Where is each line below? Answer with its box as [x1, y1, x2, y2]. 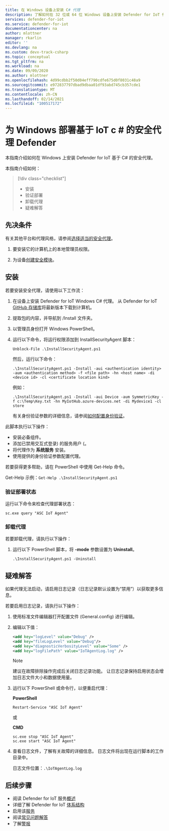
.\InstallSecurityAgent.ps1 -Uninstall [12, 557, 97, 562]
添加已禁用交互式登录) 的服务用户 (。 [12, 440, 89, 446]
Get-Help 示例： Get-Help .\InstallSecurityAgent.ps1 [5, 474, 118, 481]
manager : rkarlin [5, 36, 42, 41]
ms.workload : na [5, 64, 39, 69]
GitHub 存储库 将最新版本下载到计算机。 [12, 304, 95, 310]
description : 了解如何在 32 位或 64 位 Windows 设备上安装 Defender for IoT [5, 12, 160, 17]
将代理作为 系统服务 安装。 [12, 447, 68, 453]
